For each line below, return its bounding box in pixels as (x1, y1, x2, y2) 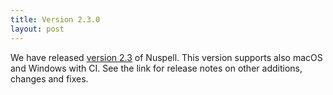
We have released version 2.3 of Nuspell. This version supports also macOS (10, 51, 323, 63)
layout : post (10, 24, 65, 34)
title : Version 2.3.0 (10, 14, 101, 25)
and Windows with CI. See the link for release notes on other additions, (10, 62, 303, 74)
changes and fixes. (10, 72, 89, 85)
